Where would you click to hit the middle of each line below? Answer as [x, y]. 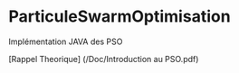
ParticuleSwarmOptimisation [120, 17]
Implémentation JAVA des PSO [66, 41]
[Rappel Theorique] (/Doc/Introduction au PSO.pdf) [104, 59]
